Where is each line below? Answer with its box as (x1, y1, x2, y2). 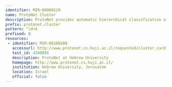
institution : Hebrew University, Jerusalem (12, 64, 106, 70)
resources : (5, 36, 29, 41)
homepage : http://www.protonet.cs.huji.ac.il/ (12, 60, 114, 65)
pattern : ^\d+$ (5, 27, 38, 32)
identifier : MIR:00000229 (5, 7, 60, 13)
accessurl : (12, 46, 36, 51)
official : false (12, 74, 47, 79)
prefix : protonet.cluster (5, 21, 60, 27)
